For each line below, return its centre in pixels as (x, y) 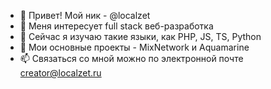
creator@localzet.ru (60, 73)
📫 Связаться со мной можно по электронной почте (131, 58)
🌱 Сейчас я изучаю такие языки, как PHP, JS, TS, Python (140, 36)
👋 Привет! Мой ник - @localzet (85, 15)
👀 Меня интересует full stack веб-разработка (116, 26)
